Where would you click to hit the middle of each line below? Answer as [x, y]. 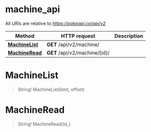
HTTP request [78, 36]
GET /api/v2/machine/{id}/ [78, 53]
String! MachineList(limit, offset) [51, 89]
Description [129, 36]
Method [25, 36]
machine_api [33, 9]
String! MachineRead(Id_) [44, 124]
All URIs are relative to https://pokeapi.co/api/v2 [55, 23]
